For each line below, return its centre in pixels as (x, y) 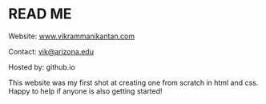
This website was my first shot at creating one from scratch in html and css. (133, 82)
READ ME (40, 14)
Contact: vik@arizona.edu (51, 51)
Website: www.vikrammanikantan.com (71, 36)
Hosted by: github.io (42, 67)
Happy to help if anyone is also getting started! (85, 91)
